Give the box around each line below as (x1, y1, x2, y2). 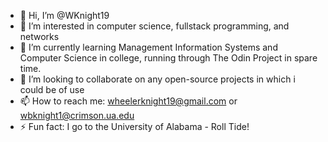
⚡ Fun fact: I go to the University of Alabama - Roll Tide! (19, 121, 250, 132)
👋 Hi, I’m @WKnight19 (19, 10, 110, 21)
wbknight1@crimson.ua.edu (19, 110, 135, 121)
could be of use (19, 84, 85, 95)
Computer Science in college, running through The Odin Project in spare (19, 52, 318, 64)
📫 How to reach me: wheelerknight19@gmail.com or (19, 95, 238, 107)
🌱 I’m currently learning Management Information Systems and (19, 41, 278, 53)
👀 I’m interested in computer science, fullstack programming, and (19, 20, 290, 32)
